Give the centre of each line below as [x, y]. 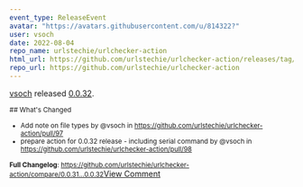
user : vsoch [32, 34]
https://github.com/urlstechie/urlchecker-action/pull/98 [106, 149]
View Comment [132, 174]
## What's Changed [41, 110]
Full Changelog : [35, 165]
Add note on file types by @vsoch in [77, 125]
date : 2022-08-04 [42, 43]
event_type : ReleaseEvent [58, 18]
